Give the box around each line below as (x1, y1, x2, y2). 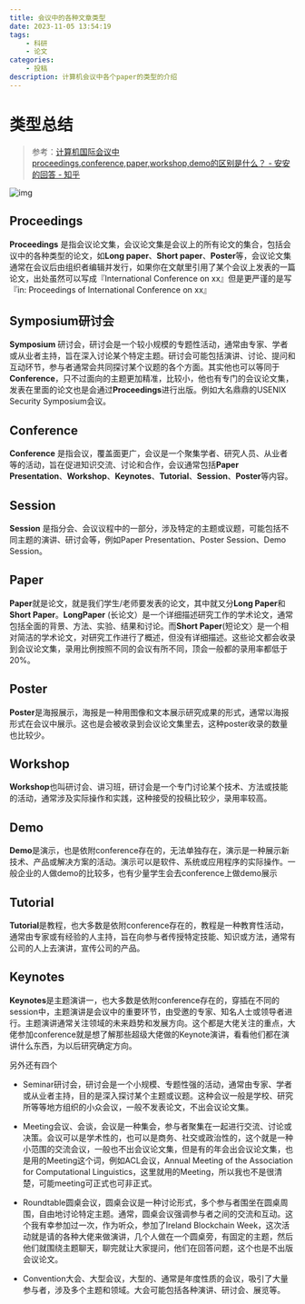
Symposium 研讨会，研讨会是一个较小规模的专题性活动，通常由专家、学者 (9, 339, 289, 350)
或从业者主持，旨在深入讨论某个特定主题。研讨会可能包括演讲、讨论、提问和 (9, 351, 296, 362)
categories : (9, 55, 54, 65)
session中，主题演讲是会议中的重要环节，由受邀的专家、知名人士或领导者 (9, 1006, 285, 1017)
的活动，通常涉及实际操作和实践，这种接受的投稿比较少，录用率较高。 (9, 792, 272, 804)
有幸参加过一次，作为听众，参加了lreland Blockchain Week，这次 (38, 1219, 282, 1230)
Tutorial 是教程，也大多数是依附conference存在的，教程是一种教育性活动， (9, 920, 289, 931)
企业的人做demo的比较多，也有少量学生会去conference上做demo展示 (16, 868, 279, 879)
